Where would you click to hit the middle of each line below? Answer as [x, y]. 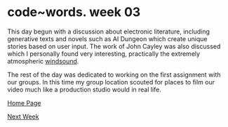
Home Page [24, 103]
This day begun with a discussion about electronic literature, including [109, 31]
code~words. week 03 [74, 12]
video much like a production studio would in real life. [84, 89]
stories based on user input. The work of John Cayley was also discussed [114, 46]
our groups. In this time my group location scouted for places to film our [111, 82]
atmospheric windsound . [43, 61]
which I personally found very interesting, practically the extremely [104, 54]
